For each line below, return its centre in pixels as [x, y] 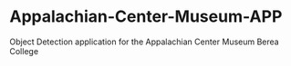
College [24, 51]
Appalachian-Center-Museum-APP [146, 17]
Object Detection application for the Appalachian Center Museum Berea [145, 42]
